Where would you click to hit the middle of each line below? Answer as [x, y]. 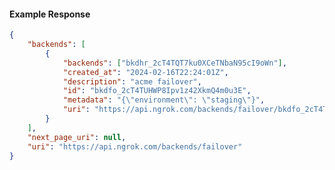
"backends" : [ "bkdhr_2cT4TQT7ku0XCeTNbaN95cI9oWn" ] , [174, 63]
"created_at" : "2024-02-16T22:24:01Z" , [145, 72]
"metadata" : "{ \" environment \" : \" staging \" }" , [164, 100]
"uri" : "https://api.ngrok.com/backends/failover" [135, 146]
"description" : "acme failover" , [132, 81]
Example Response [50, 14]
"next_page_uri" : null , [77, 137]
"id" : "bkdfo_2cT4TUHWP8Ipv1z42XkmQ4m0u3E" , [157, 91]
